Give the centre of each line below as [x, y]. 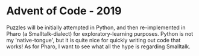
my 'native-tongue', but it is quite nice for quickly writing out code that [93, 40]
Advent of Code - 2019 [64, 11]
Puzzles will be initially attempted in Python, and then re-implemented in [96, 27]
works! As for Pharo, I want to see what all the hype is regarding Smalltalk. [99, 46]
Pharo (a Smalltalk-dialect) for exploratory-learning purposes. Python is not [100, 33]
